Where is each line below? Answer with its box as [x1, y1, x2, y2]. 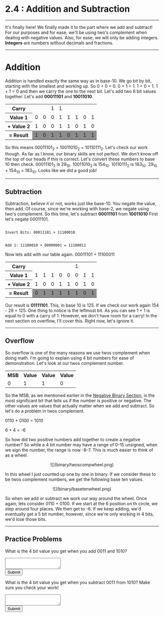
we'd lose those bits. [5, 516, 47, 522]
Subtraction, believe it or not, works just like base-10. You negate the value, [5, 201, 157, 206]
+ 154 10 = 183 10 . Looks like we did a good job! [5, 168, 97, 175]
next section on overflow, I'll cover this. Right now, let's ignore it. [5, 318, 135, 324]
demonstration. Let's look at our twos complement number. [5, 360, 124, 366]
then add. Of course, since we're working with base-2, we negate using [5, 206, 149, 212]
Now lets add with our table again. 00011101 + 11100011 [5, 252, 115, 257]
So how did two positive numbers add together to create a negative [5, 437, 141, 442]
